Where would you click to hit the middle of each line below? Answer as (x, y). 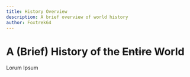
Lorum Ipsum (22, 68)
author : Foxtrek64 (29, 22)
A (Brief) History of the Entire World (95, 51)
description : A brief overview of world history (67, 17)
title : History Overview (37, 11)
